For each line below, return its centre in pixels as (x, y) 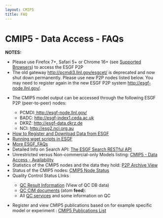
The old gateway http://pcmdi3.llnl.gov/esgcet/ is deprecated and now (83, 73)
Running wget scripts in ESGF (42, 139)
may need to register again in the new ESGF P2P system (69, 83)
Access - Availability (33, 160)
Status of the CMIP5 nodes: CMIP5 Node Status (61, 171)
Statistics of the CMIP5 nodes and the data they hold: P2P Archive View (85, 165)
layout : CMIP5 (20, 10)
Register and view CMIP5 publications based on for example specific (82, 205)
